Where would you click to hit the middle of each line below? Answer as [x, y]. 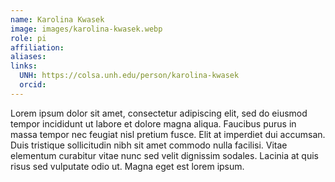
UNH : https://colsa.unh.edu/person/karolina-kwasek [129, 76]
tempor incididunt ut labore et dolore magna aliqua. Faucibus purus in [153, 123]
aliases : [28, 57]
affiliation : [37, 47]
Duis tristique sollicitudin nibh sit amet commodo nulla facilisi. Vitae [149, 145]
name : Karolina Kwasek [57, 19]
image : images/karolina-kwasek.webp [86, 29]
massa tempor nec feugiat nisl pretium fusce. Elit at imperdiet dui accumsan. [168, 134]
